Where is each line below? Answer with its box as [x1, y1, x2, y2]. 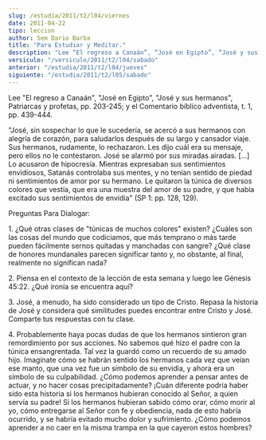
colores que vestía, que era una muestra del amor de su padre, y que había [8, 184, 255, 194]
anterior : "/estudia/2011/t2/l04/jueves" [8, 64, 148, 72]
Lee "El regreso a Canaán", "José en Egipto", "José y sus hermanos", [8, 92, 233, 102]
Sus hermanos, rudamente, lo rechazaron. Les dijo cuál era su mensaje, [8, 142, 244, 151]
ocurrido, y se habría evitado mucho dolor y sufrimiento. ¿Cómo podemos [8, 414, 251, 423]
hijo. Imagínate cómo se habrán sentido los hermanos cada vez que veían [8, 355, 250, 364]
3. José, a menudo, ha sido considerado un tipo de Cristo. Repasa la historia [8, 297, 259, 307]
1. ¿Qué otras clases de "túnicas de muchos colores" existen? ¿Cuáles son [8, 224, 252, 234]
